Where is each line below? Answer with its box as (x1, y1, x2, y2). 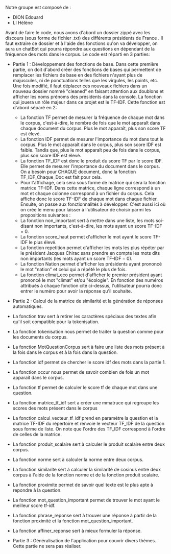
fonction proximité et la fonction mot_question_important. (12, 518, 133, 524)
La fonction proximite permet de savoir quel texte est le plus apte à (12, 482, 153, 488)
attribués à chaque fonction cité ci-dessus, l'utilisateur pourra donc (20, 283, 162, 288)
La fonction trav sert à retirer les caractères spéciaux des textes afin (12, 314, 157, 319)
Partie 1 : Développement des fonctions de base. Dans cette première (12, 61, 159, 67)
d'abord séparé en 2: (12, 105, 57, 110)
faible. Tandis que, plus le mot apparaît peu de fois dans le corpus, (20, 147, 161, 153)
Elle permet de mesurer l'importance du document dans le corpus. (20, 163, 160, 169)
